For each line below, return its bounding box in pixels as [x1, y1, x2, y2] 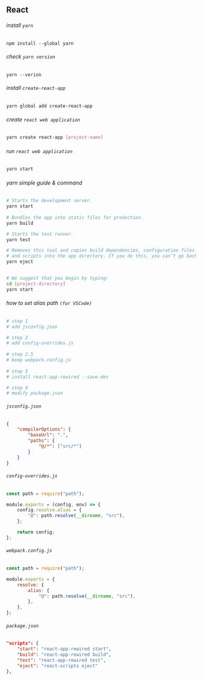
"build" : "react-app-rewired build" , [17, 652, 112, 658]
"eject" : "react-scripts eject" [17, 663, 98, 669]
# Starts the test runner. [6, 231, 74, 237]
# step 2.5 [6, 351, 34, 357]
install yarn [6, 21, 34, 29]
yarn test [6, 236, 31, 243]
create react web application [6, 116, 81, 123]
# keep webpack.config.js [6, 357, 71, 364]
